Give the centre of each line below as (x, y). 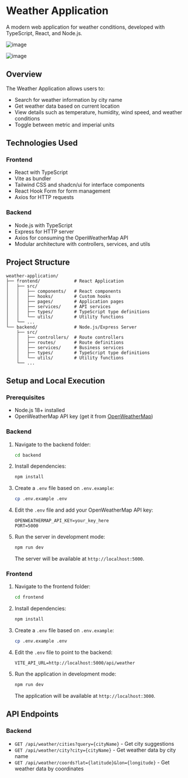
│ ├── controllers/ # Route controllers (70, 337)
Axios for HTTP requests (44, 197)
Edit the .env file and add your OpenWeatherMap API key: (84, 510)
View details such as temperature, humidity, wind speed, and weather (98, 112)
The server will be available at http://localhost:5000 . (79, 559)
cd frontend (29, 597)
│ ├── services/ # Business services (70, 347)
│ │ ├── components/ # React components (64, 291)
